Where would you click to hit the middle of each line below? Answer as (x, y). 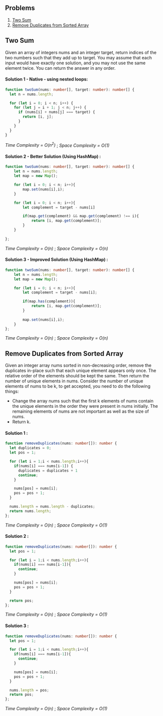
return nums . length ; (30, 511)
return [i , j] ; (38, 117)
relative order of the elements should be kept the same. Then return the (77, 376)
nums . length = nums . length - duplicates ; (52, 507)
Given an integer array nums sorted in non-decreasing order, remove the (78, 366)
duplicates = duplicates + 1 (48, 471)
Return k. (21, 422)
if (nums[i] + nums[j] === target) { (57, 112)
